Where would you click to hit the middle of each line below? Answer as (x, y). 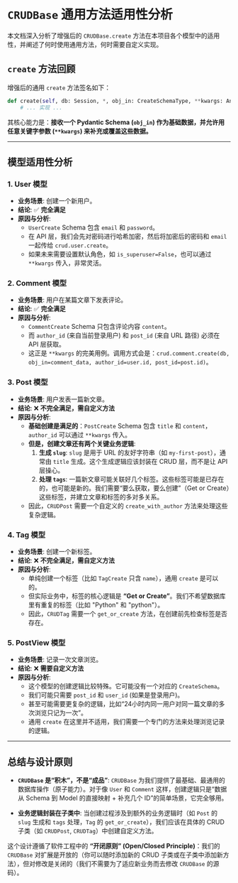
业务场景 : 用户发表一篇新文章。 (63, 399)
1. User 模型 (28, 184)
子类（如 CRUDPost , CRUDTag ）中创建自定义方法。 (87, 831)
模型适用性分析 (40, 162)
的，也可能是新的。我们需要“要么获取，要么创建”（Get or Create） (134, 488)
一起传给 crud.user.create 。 (70, 245)
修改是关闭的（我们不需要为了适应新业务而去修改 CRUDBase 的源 (127, 864)
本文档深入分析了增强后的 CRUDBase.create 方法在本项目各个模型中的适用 (114, 36)
